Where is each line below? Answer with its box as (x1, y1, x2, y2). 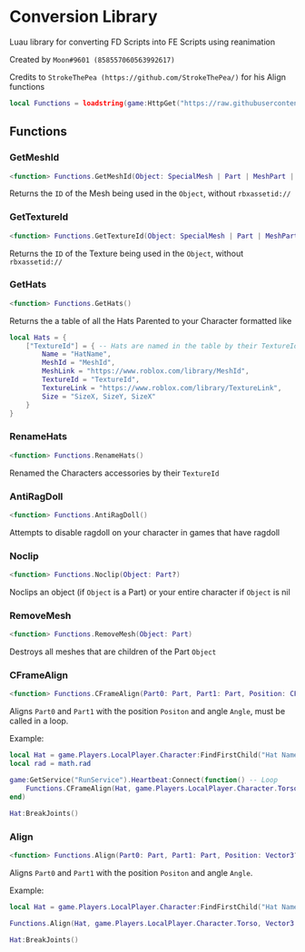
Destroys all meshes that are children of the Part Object (9, 646, 217, 657)
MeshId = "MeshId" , (42, 358, 116, 368)
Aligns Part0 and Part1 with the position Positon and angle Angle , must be (9, 706, 286, 717)
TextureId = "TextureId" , (42, 375, 141, 385)
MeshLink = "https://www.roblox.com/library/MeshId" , (42, 367, 250, 376)
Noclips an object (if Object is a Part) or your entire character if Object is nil (9, 586, 290, 597)
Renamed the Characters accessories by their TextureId (9, 467, 220, 478)
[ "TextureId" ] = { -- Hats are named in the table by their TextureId (25, 341, 299, 350)
